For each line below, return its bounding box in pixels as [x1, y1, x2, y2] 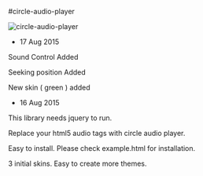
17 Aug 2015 [19, 37, 60, 46]
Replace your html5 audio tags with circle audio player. [8, 129, 186, 137]
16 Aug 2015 [19, 98, 60, 107]
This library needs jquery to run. [8, 113, 113, 123]
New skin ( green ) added [8, 82, 90, 92]
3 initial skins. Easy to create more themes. [8, 159, 147, 168]
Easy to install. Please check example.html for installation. [8, 144, 196, 152]
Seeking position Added [8, 68, 87, 77]
